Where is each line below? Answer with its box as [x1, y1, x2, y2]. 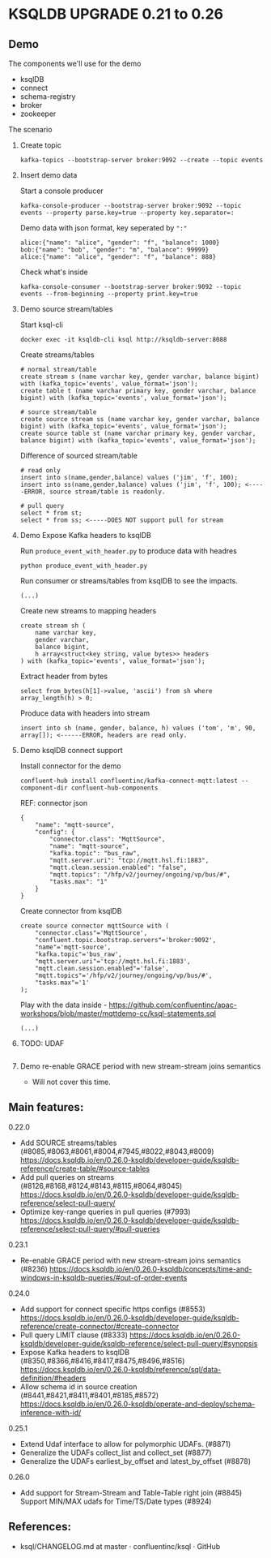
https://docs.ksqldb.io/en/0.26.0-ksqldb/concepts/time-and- [49, 1263, 252, 1274]
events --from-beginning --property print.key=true [19, 290, 198, 298]
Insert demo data [19, 170, 78, 179]
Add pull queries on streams [19, 1172, 115, 1181]
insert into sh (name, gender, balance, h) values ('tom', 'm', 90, [19, 724, 256, 732]
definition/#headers [19, 1373, 87, 1383]
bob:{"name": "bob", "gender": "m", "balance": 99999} [19, 246, 210, 254]
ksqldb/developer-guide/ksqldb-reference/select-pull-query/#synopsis [19, 1338, 258, 1348]
